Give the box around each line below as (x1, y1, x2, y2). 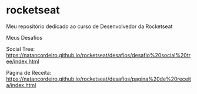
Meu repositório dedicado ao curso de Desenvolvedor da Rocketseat (6, 23, 173, 30)
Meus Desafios (6, 34, 43, 41)
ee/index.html (6, 58, 39, 65)
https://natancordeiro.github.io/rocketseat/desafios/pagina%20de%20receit (6, 75, 191, 82)
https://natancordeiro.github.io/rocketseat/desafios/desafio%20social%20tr (6, 51, 191, 58)
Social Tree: (6, 45, 35, 53)
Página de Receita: (6, 69, 52, 76)
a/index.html (6, 81, 36, 88)
